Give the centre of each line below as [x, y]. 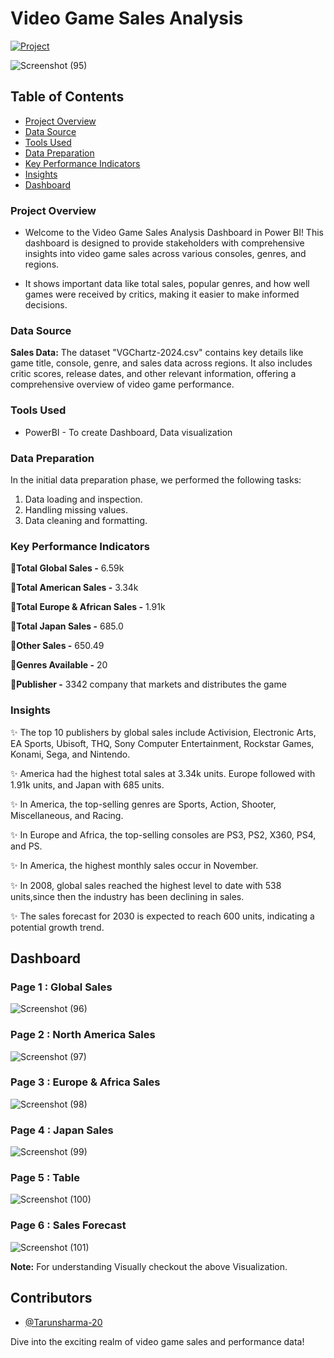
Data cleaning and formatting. [86, 520]
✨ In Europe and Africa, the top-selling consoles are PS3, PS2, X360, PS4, [163, 834]
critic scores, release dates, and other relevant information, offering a [153, 374]
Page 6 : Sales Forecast [68, 1225]
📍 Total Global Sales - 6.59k [67, 568]
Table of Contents [67, 97]
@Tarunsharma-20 [63, 1322]
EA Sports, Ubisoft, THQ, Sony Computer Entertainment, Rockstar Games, [162, 743]
